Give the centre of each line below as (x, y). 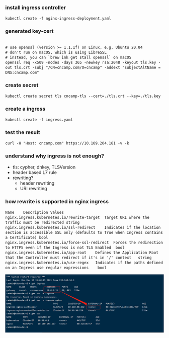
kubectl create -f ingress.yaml (39, 120)
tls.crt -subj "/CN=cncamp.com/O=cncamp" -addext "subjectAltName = (88, 67)
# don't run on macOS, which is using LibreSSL (56, 52)
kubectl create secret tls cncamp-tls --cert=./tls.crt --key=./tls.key (83, 96)
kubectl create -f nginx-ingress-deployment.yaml (58, 19)
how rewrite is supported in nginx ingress (57, 201)
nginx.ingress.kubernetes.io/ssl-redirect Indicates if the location (83, 228)
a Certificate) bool (27, 238)
